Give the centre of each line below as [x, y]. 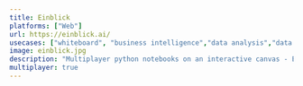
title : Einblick [40, 17]
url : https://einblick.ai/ [60, 34]
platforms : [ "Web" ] [46, 26]
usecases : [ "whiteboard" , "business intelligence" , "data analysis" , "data [151, 43]
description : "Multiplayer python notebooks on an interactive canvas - [149, 59]
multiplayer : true [44, 68]
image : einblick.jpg [48, 51]
